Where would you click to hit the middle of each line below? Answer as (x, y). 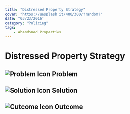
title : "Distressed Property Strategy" (45, 9)
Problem (65, 74)
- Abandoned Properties (38, 32)
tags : (10, 28)
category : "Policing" (27, 23)
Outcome (69, 107)
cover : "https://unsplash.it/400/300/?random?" (54, 14)
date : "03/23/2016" (25, 18)
